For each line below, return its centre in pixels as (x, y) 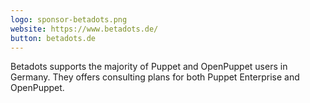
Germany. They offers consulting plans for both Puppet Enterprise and (155, 77)
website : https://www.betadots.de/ (84, 29)
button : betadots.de (53, 38)
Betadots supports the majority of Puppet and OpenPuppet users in (149, 67)
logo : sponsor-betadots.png (69, 19)
